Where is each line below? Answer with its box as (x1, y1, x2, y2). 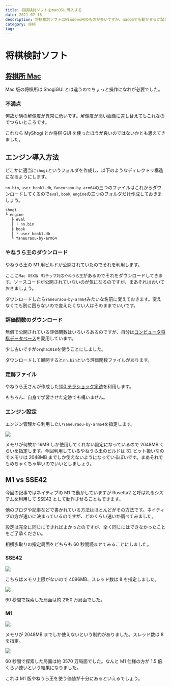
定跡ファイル (5, 371, 37, 378)
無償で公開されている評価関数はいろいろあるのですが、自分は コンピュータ (5, 328, 161, 335)
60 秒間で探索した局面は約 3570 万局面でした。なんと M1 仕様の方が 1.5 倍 (5, 658, 162, 664)
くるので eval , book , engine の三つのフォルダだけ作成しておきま (32, 191, 162, 197)
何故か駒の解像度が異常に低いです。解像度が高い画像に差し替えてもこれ (5, 113, 156, 119)
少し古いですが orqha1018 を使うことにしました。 (5, 346, 106, 352)
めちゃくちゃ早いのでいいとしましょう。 (9, 460, 95, 467)
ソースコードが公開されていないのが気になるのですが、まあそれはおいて (13, 278, 165, 285)
